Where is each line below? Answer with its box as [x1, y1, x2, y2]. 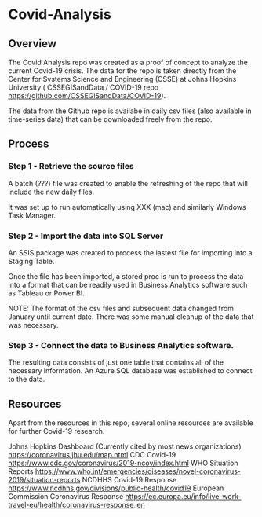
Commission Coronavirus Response [8, 492, 124, 501]
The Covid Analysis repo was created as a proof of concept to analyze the [8, 57, 249, 67]
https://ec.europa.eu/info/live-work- [125, 492, 242, 501]
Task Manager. [8, 211, 56, 220]
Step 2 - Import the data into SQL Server [8, 230, 164, 241]
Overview [8, 37, 57, 50]
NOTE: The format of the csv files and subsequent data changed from [8, 303, 234, 313]
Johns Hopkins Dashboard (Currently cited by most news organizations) [8, 442, 242, 451]
